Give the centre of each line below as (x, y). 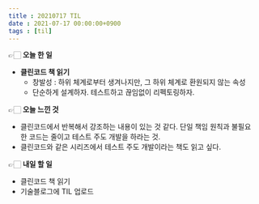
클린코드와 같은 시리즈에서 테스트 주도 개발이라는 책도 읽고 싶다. (120, 147)
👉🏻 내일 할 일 (30, 164)
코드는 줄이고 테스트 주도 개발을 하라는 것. (95, 137)
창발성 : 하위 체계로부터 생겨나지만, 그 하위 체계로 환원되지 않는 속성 (139, 83)
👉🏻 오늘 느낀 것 (34, 109)
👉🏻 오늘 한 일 (30, 55)
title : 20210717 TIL (45, 16)
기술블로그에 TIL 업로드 (57, 192)
